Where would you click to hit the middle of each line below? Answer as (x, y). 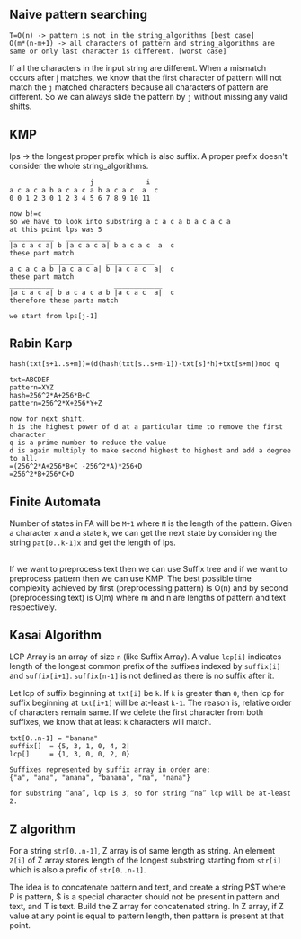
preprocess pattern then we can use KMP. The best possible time (130, 578)
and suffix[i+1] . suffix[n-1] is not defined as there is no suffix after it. (142, 676)
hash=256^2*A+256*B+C (50, 396)
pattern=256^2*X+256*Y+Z (56, 404)
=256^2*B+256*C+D (42, 474)
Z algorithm (43, 829)
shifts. (21, 106)
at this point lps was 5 (56, 229)
